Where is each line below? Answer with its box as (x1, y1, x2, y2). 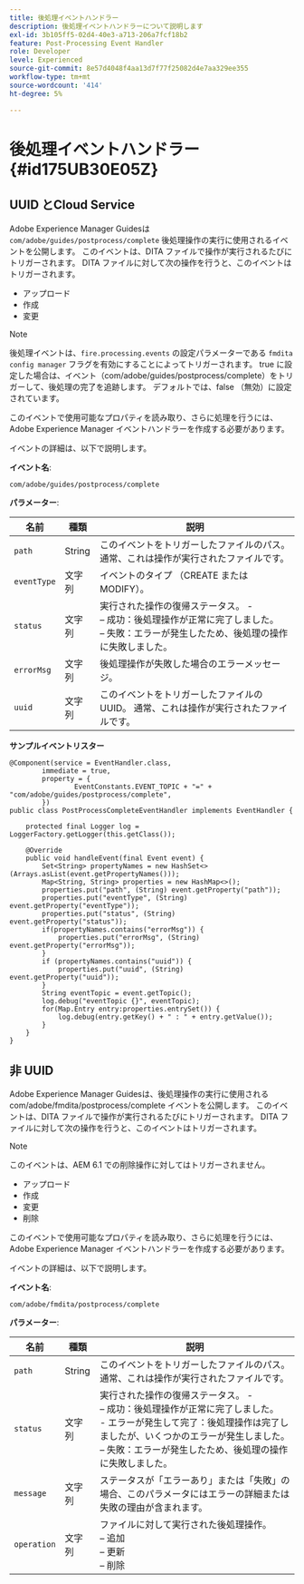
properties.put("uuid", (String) (57, 964, 184, 973)
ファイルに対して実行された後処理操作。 (99, 1519, 272, 1531)
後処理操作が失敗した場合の (99, 657, 218, 670)
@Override (25, 846, 63, 855)
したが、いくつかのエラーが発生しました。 (108, 1430, 290, 1442)
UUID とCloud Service (9, 197, 136, 213)
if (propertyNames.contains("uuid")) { (42, 956, 193, 966)
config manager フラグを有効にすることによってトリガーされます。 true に (9, 358, 285, 369)
